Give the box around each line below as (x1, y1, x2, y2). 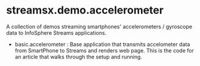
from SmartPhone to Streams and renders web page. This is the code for (14, 47, 194, 54)
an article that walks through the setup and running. (14, 53, 142, 60)
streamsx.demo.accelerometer (6, 4, 164, 17)
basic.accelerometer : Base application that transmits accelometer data (14, 41, 190, 48)
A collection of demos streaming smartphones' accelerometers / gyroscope (6, 23, 193, 30)
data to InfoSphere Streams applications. (6, 29, 107, 36)
